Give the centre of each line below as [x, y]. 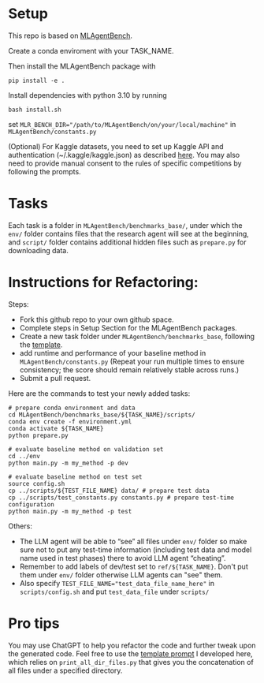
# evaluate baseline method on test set [76, 477]
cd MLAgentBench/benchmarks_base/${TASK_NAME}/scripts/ [102, 415]
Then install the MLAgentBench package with [82, 66]
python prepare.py [38, 435]
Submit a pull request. [55, 378]
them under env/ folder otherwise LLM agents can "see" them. [121, 575]
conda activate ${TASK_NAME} [56, 428]
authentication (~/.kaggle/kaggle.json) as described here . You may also [124, 155]
